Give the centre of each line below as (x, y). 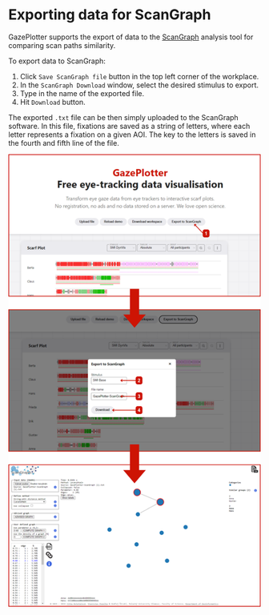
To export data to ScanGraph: (57, 61)
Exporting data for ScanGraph (110, 15)
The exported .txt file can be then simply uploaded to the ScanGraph (123, 117)
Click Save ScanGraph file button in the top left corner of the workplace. (139, 76)
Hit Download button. (52, 102)
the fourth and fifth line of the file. (64, 143)
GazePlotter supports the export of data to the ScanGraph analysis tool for (131, 37)
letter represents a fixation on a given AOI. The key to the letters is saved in (132, 135)
